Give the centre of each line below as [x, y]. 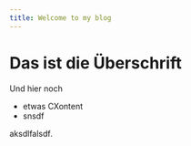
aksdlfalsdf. [31, 133]
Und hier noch [36, 89]
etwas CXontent [53, 106]
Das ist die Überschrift [95, 63]
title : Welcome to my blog [60, 18]
